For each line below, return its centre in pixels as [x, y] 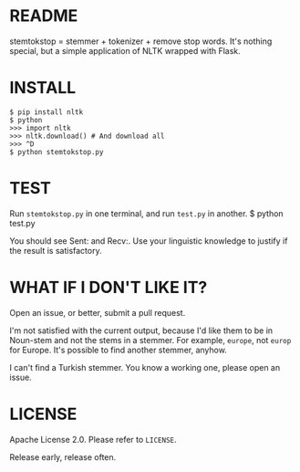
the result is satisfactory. [56, 250]
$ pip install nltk [47, 112]
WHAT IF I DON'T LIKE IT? [109, 288]
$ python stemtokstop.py [57, 152]
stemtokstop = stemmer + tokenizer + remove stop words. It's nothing [141, 41]
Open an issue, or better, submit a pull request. [98, 312]
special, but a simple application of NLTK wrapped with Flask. [125, 50]
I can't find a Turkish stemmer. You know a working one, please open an [145, 367]
